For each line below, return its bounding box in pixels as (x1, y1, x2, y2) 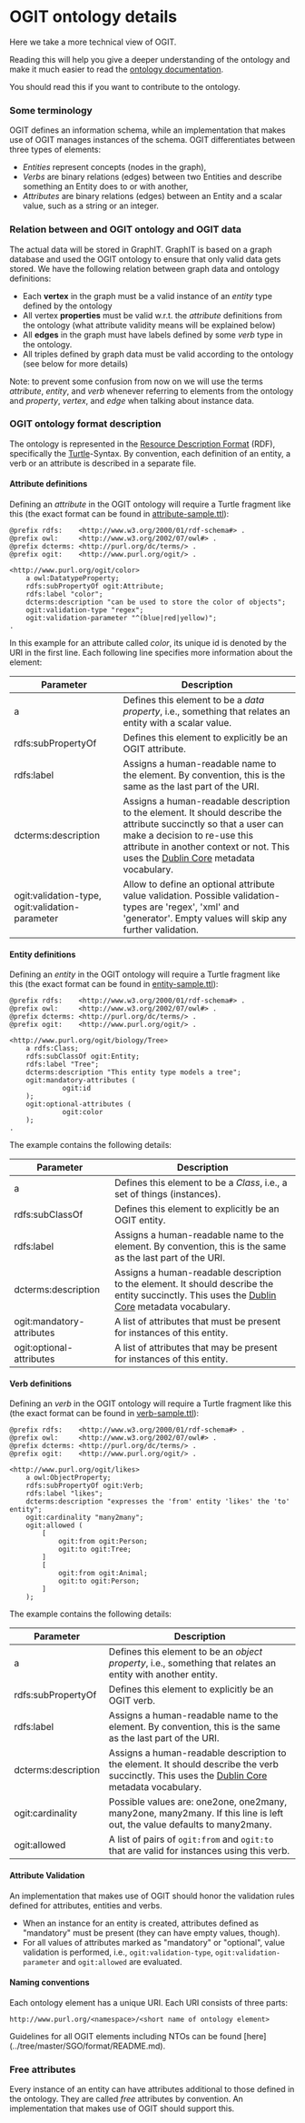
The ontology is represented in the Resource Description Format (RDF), (9, 438, 275, 449)
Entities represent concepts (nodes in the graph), (22, 162, 207, 173)
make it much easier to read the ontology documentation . (9, 64, 224, 75)
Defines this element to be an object (108, 1645, 263, 1658)
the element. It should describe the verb (108, 1758, 280, 1771)
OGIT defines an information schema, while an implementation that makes (9, 125, 286, 136)
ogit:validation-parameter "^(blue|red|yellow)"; (25, 614, 218, 623)
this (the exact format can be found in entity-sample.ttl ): (9, 979, 219, 990)
